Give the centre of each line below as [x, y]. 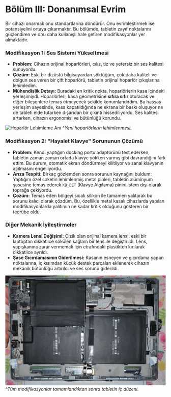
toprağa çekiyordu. [32, 190]
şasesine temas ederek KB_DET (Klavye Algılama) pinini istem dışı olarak [87, 185]
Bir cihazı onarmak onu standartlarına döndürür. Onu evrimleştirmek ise [80, 23]
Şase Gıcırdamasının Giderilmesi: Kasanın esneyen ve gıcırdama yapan [88, 258]
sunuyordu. [24, 69]
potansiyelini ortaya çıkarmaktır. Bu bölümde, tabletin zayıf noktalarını [78, 29]
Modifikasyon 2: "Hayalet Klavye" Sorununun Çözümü [74, 141]
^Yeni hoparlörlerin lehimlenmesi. [97, 128]
